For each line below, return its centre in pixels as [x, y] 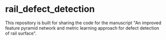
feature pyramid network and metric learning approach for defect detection [82, 28]
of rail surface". [21, 33]
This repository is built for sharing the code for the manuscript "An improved [83, 23]
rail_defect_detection [50, 9]
